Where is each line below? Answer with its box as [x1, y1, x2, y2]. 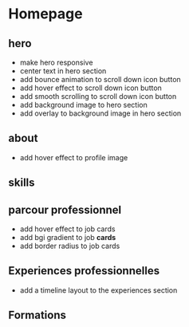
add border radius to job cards [19, 241, 120, 251]
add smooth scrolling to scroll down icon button [19, 92, 177, 100]
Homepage [8, 5, 83, 23]
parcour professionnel [8, 203, 122, 216]
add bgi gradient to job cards [19, 233, 116, 242]
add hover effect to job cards [19, 224, 116, 234]
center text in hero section [19, 66, 107, 76]
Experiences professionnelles [8, 264, 160, 278]
